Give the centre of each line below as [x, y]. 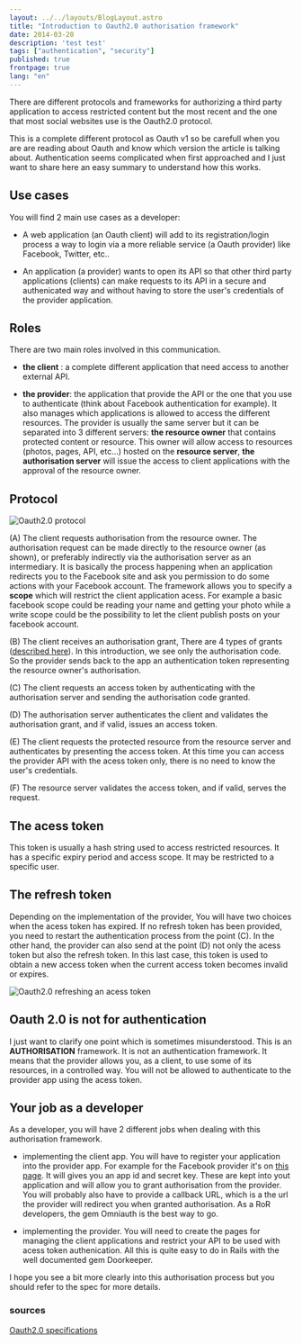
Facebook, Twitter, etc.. [66, 254]
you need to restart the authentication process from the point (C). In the [142, 935]
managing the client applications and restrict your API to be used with [151, 1241]
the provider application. [68, 300]
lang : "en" [30, 77]
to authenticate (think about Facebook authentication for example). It [149, 404]
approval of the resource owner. [82, 471]
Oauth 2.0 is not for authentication [108, 1019]
